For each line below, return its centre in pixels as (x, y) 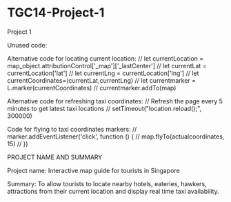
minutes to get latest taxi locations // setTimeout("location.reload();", (104, 108)
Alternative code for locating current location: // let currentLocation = (106, 58)
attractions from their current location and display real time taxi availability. (113, 191)
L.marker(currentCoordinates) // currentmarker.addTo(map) (92, 88)
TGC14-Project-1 (56, 13)
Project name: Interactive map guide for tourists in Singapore (94, 170)
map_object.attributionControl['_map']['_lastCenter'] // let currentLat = (107, 65)
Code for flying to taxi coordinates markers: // (72, 129)
